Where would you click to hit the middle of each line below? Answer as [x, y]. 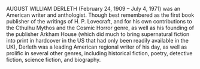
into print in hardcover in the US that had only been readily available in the [97, 40]
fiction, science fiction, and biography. [54, 60]
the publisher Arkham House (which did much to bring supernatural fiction [98, 34]
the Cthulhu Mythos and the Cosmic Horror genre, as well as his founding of [100, 28]
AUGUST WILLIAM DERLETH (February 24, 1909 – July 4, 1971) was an [93, 9]
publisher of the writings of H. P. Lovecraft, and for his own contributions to [99, 21]
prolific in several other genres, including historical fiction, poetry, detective [99, 53]
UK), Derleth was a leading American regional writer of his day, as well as [97, 47]
